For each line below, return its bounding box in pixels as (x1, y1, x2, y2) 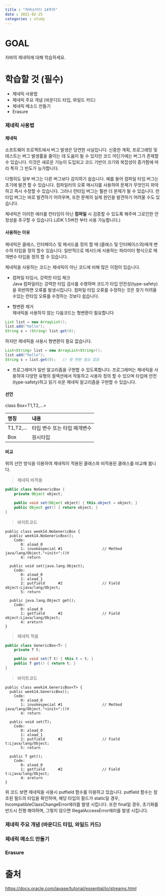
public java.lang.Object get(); (9, 598, 76, 603)
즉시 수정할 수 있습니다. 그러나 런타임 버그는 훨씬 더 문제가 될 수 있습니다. (14, 188, 155, 194)
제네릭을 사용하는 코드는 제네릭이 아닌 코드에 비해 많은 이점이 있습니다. (5, 264, 140, 270)
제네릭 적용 (17, 633, 39, 639)
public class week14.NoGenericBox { (5, 529, 80, 534)
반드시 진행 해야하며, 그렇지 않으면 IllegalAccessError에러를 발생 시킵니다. (5, 807, 149, 813)
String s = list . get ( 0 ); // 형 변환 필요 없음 (5, 357, 99, 362)
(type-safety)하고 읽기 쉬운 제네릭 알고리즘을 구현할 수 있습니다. (12, 379, 136, 385)
